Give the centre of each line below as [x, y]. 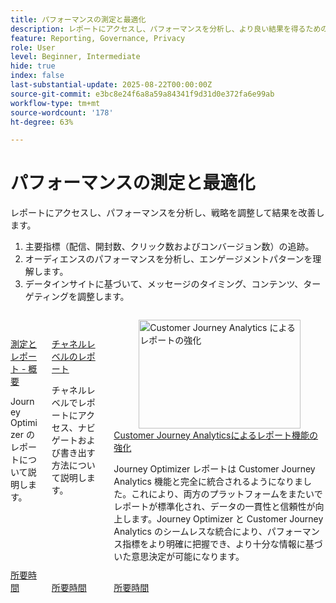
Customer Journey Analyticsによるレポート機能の [216, 435]
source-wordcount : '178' [62, 112]
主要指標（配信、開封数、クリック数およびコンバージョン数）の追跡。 [169, 247]
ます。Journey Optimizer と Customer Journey [227, 518]
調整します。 [103, 297]
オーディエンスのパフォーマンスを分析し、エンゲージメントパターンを [168, 259]
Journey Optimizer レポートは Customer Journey [214, 468]
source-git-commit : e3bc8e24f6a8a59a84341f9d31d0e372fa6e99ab [142, 94]
